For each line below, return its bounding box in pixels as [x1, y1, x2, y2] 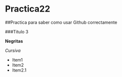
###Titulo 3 [5, 29, 29, 34]
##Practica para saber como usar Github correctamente [5, 19, 118, 25]
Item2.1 [12, 67, 27, 73]
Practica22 [5, 3, 51, 15]
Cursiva [5, 47, 21, 53]
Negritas [5, 38, 23, 44]
